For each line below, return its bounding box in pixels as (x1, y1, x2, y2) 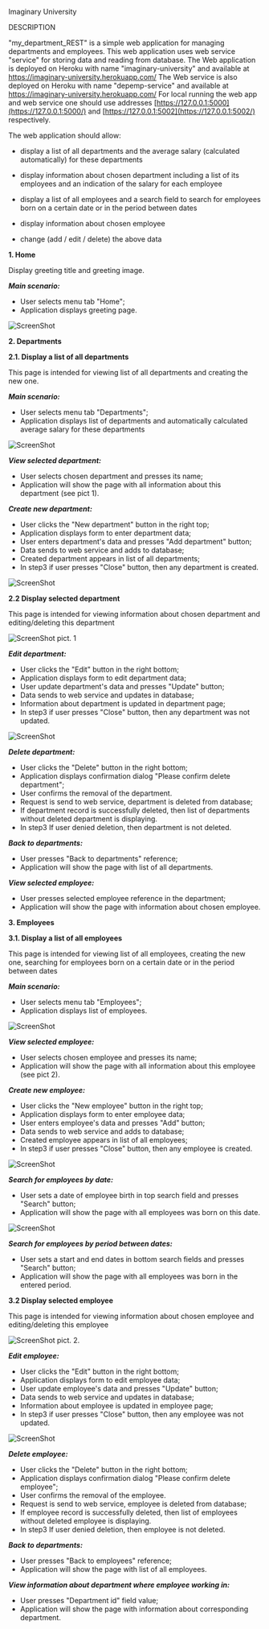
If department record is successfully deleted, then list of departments (19, 805, 251, 815)
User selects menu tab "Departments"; (19, 407, 149, 417)
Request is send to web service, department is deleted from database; (19, 797, 253, 806)
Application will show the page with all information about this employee (19, 1061, 255, 1070)
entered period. (19, 1280, 72, 1289)
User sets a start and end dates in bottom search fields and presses (19, 1255, 245, 1263)
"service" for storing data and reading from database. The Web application (8, 56, 256, 64)
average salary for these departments (19, 424, 145, 434)
